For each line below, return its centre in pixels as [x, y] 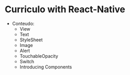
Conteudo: [23, 23]
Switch [27, 61]
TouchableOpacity [39, 56]
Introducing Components [46, 67]
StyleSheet [31, 40]
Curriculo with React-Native [65, 9]
